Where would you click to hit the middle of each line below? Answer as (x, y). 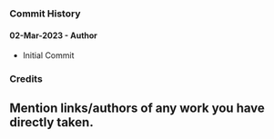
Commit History (45, 14)
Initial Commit (48, 55)
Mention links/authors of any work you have (137, 109)
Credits (26, 79)
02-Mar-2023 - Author (54, 35)
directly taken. (51, 122)
